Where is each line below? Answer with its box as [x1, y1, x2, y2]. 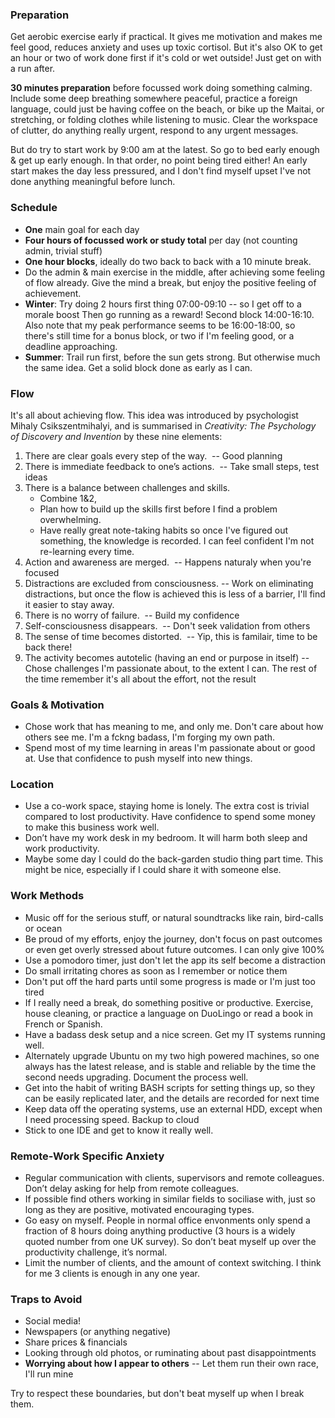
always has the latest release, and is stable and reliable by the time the [24, 1060, 317, 1072]
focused [24, 566, 60, 578]
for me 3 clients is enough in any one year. [24, 1268, 201, 1280]
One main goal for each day [24, 223, 140, 235]
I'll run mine [24, 1368, 74, 1380]
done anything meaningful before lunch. [10, 176, 176, 188]
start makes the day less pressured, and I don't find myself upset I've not [10, 165, 312, 177]
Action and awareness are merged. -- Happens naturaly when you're [24, 556, 312, 568]
